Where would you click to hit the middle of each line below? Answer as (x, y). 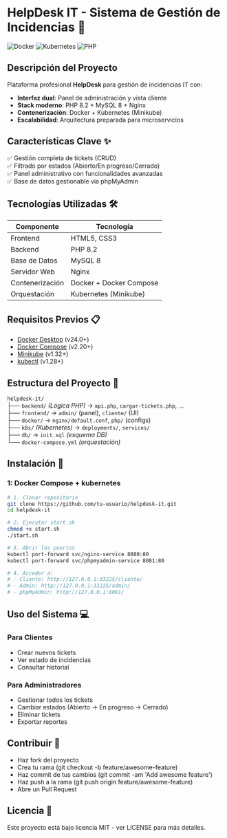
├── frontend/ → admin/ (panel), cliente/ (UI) (73, 413)
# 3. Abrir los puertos (41, 548)
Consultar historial (43, 667)
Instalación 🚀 (35, 464)
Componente (37, 227)
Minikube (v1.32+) (43, 354)
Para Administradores (44, 685)
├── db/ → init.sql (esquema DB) (57, 435)
